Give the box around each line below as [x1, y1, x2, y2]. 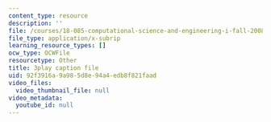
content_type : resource [8, 11, 89, 20]
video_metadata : [8, 94, 63, 102]
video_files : [8, 79, 52, 87]
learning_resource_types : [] [8, 42, 106, 50]
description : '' [8, 19, 63, 27]
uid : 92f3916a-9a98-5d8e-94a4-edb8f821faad [8, 71, 157, 79]
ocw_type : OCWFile [8, 49, 70, 57]
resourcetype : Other [8, 57, 78, 65]
